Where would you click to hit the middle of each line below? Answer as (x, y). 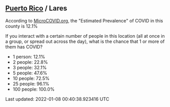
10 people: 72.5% (31, 78)
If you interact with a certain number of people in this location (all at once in (85, 36)
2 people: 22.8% (30, 62)
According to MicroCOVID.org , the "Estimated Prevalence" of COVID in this (84, 20)
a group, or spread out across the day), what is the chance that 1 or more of (85, 41)
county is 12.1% (22, 26)
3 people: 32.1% (30, 67)
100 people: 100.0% (34, 89)
